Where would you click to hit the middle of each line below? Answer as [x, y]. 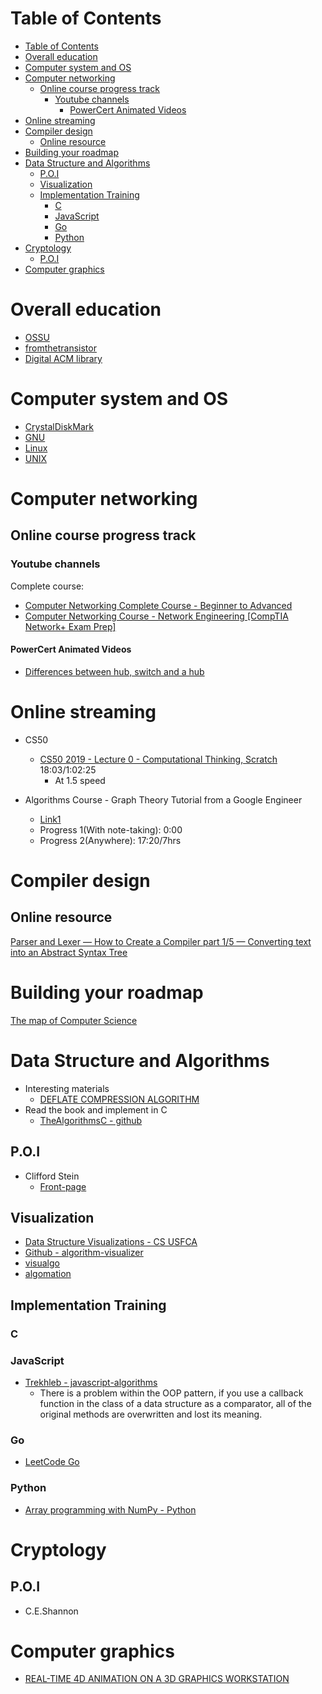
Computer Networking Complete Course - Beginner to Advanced [158, 605]
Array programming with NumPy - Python [110, 1509]
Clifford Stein [52, 1176]
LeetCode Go [52, 1462]
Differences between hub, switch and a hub [114, 671]
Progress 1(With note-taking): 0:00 [111, 829]
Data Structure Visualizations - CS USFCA [111, 1242]
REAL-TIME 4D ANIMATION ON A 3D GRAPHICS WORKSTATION [157, 1679]
